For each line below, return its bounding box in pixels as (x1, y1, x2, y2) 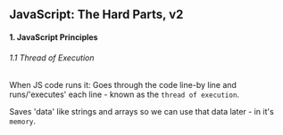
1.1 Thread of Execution (9, 52, 96, 63)
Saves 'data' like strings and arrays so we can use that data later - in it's (9, 107, 274, 117)
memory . (9, 115, 36, 127)
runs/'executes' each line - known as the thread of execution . (9, 89, 239, 100)
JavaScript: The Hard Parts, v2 (9, 7, 184, 22)
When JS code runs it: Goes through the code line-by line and (9, 80, 237, 91)
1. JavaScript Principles (9, 31, 98, 43)
